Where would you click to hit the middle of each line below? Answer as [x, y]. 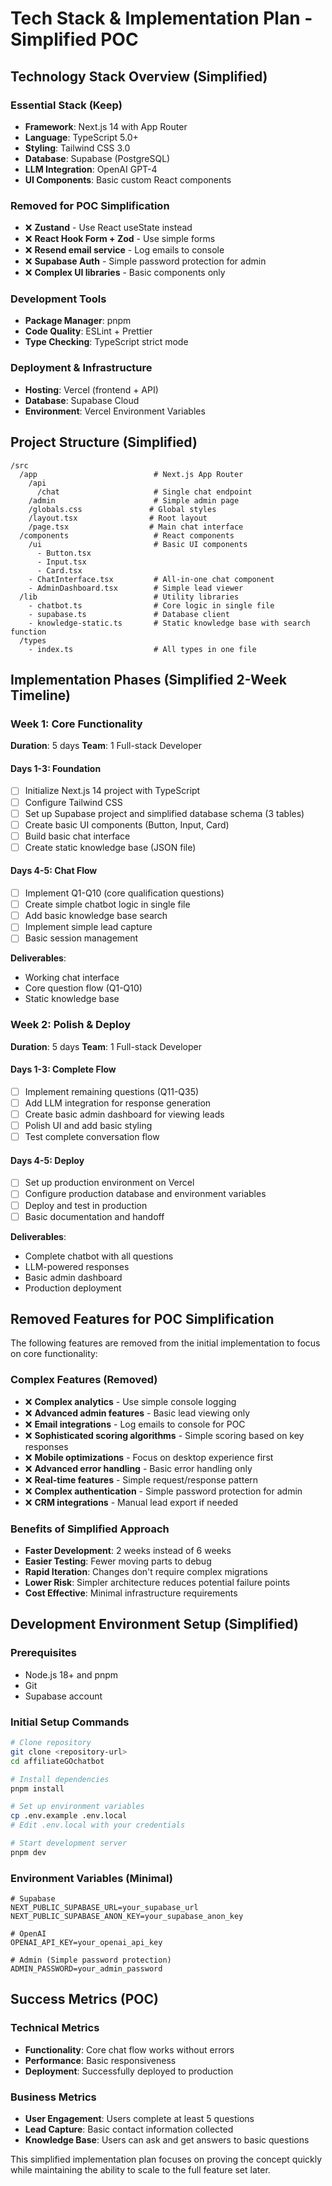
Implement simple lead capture [88, 927]
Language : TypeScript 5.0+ [81, 137]
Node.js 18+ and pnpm [71, 1674]
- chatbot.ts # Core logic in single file [151, 605]
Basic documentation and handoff [94, 1216]
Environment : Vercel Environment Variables [115, 411]
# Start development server [69, 1843]
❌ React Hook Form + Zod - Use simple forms [120, 239]
